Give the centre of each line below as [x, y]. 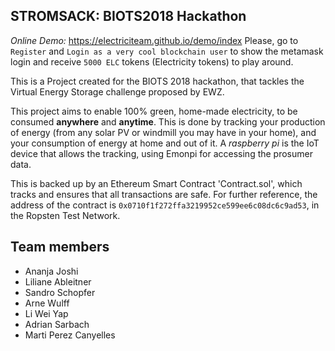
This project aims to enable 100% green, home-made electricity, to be [154, 111]
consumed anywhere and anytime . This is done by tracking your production [168, 121]
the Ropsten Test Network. [65, 215]
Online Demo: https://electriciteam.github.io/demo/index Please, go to [154, 40]
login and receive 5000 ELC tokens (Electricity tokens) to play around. [152, 61]
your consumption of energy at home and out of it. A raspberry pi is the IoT [165, 143]
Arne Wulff [47, 303]
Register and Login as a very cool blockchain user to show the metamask [167, 51]
